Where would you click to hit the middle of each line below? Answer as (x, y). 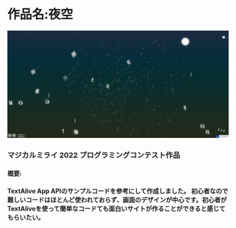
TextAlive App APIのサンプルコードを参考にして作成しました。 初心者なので (118, 191)
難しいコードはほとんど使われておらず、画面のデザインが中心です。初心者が (117, 199)
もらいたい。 (26, 217)
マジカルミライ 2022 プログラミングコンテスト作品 (94, 156)
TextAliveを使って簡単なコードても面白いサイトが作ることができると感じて (117, 208)
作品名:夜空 (40, 14)
